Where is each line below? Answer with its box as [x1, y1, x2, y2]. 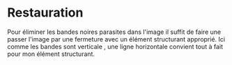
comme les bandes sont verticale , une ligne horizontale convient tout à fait [7, 42, 223, 50]
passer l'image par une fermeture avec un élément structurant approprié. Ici [7, 35, 225, 43]
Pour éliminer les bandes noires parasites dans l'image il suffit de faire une [7, 28, 222, 36]
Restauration [7, 5, 84, 21]
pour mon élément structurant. [7, 50, 95, 58]
